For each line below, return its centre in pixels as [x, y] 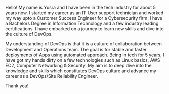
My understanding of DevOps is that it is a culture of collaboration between [83, 44]
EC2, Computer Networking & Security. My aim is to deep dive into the [78, 65]
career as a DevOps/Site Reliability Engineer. [52, 76]
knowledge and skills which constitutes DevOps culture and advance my [81, 71]
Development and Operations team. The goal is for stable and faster [76, 49]
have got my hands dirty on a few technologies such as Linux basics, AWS [83, 60]
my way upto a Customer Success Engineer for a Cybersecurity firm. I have [84, 18]
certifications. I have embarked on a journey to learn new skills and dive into [85, 29]
